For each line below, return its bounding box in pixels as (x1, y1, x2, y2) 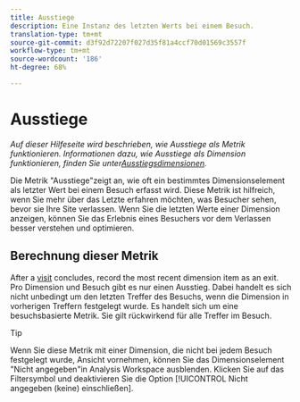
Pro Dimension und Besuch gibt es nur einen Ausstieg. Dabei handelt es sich (10, 281, 292, 292)
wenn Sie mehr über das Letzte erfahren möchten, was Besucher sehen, (10, 194, 277, 205)
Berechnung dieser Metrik (10, 248, 159, 264)
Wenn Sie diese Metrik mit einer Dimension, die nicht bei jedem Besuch (10, 345, 272, 356)
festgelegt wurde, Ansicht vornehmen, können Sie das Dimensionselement (10, 354, 285, 364)
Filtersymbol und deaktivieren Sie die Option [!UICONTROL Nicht (10, 373, 248, 384)
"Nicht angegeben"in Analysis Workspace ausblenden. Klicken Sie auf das (10, 364, 285, 374)
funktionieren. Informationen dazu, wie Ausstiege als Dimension (10, 148, 246, 159)
